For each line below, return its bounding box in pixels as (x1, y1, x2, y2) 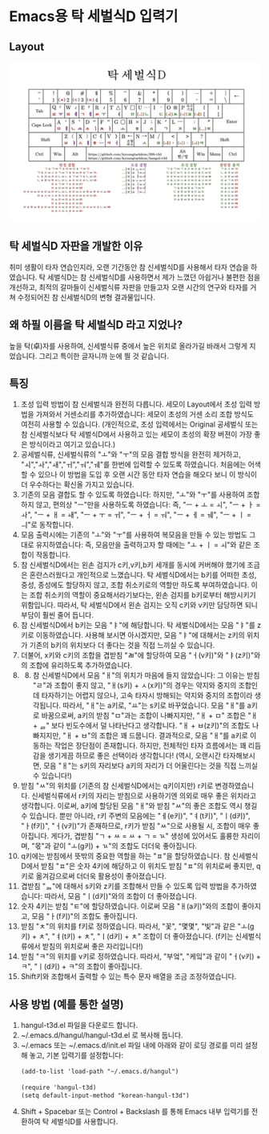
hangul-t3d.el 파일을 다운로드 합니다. (20, 1021, 139, 1030)
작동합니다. (35, 550, 70, 560)
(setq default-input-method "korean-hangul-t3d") (20, 1091, 191, 1100)
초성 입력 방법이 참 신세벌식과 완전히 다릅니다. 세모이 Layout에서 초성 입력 (20, 399, 253, 410)
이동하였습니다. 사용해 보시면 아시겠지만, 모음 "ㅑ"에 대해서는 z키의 (35, 630, 245, 640)
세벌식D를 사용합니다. (50, 1117, 118, 1127)
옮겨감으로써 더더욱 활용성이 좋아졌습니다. (35, 871, 167, 881)
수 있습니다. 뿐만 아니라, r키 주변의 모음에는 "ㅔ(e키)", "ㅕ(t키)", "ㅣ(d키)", (20, 811, 251, 821)
